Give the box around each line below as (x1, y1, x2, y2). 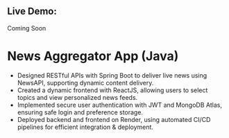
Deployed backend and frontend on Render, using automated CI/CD (17, 115, 211, 123)
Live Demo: (7, 6, 57, 17)
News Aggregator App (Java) (7, 49, 179, 64)
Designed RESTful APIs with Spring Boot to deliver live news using (17, 71, 207, 79)
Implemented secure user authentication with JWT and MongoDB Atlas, (17, 101, 222, 109)
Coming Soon (7, 24, 46, 32)
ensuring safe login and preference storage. (17, 107, 144, 117)
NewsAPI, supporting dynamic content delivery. (17, 78, 154, 87)
